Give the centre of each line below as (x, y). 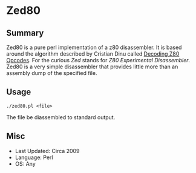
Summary (25, 33)
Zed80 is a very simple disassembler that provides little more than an (92, 67)
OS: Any (25, 163)
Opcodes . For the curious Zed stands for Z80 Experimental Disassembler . (98, 60)
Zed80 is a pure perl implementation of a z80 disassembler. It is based (94, 47)
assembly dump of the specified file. (52, 73)
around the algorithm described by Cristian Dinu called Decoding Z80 (93, 54)
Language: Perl (34, 157)
